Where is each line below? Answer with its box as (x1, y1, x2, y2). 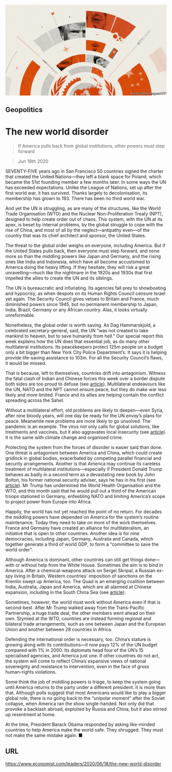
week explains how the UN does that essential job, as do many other (5, 338, 150, 345)
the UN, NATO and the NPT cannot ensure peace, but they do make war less (5, 386, 167, 392)
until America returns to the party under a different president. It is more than (5, 684, 166, 690)
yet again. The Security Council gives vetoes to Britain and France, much (5, 295, 159, 302)
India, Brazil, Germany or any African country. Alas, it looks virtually (5, 307, 147, 313)
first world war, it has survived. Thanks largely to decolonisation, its (5, 189, 147, 196)
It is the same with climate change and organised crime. (5, 434, 123, 440)
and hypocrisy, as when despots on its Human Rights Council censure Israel (5, 290, 165, 296)
